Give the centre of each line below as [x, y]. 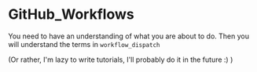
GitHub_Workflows [72, 14]
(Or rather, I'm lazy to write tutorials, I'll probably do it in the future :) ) [121, 59]
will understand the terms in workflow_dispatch [84, 44]
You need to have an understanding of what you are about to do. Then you [129, 36]
